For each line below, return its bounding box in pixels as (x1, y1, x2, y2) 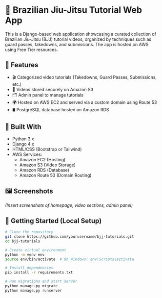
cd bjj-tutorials (5, 239, 40, 244)
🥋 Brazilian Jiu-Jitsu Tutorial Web (5, 4, 142, 16)
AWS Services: (12, 151, 42, 157)
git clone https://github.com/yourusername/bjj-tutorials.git (5, 234, 134, 239)
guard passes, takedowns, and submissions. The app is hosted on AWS (5, 41, 149, 47)
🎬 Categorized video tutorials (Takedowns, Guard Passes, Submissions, (12, 74, 157, 80)
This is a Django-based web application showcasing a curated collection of (5, 31, 156, 37)
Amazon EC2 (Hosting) (19, 156, 66, 162)
